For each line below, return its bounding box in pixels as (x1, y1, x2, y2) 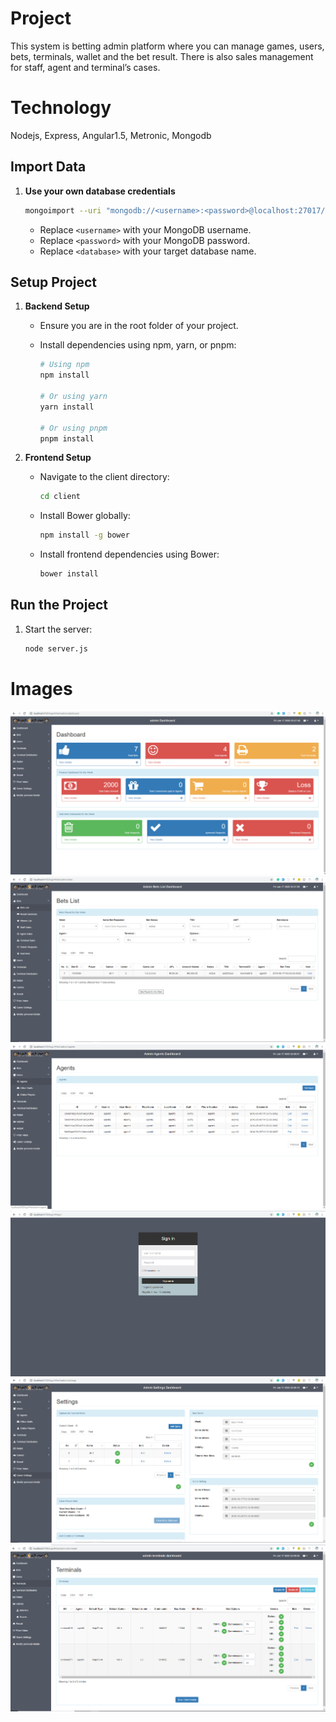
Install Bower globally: (39, 510, 131, 522)
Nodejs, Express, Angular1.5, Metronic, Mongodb (10, 129, 212, 141)
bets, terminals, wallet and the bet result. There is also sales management (10, 50, 314, 62)
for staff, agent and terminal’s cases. (10, 61, 161, 73)
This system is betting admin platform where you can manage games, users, (10, 40, 325, 52)
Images (10, 677, 73, 700)
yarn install (39, 402, 95, 412)
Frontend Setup (24, 452, 92, 464)
